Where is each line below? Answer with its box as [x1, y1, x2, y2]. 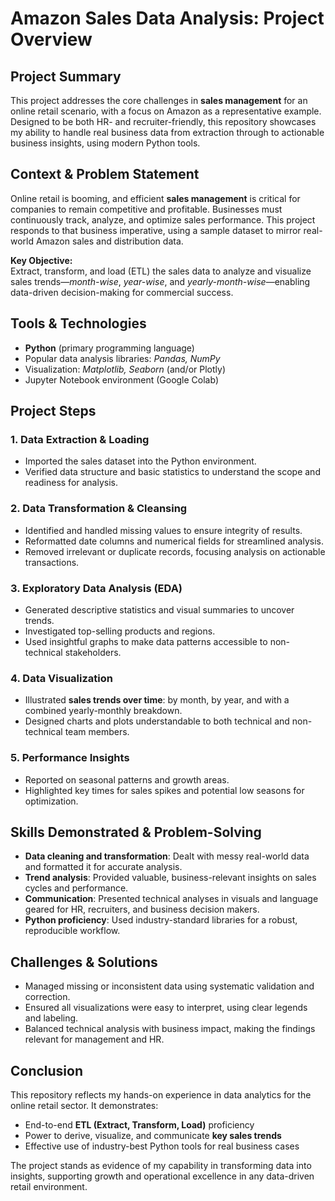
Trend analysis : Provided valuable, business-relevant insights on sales [24, 872, 317, 884]
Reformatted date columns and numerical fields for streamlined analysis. [24, 535, 324, 547]
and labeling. [24, 1012, 79, 1024]
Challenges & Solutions [10, 953, 158, 971]
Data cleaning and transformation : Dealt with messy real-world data [24, 850, 310, 862]
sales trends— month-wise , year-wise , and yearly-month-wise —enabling [10, 275, 311, 287]
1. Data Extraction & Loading [10, 432, 150, 446]
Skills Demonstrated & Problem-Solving [10, 823, 262, 841]
